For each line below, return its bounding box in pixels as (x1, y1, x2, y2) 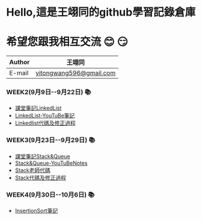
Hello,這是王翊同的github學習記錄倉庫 (6, 5, 196, 19)
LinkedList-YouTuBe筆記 (14, 112, 75, 119)
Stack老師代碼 (14, 166, 50, 174)
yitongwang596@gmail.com (35, 69, 116, 77)
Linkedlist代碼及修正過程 (14, 119, 76, 126)
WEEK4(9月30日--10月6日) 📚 (6, 190, 95, 198)
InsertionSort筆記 (14, 207, 58, 215)
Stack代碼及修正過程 (14, 174, 66, 181)
